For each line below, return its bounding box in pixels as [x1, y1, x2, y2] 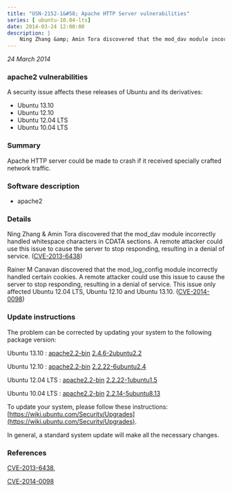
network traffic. [7, 164, 51, 172]
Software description [7, 181, 80, 191]
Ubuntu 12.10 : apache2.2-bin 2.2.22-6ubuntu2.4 [7, 362, 146, 371]
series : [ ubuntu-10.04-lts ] [7, 17, 91, 24]
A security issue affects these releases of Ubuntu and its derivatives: [7, 88, 203, 96]
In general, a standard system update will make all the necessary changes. [7, 430, 220, 439]
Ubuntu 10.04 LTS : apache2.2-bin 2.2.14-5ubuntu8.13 [7, 389, 161, 397]
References [7, 448, 47, 457]
